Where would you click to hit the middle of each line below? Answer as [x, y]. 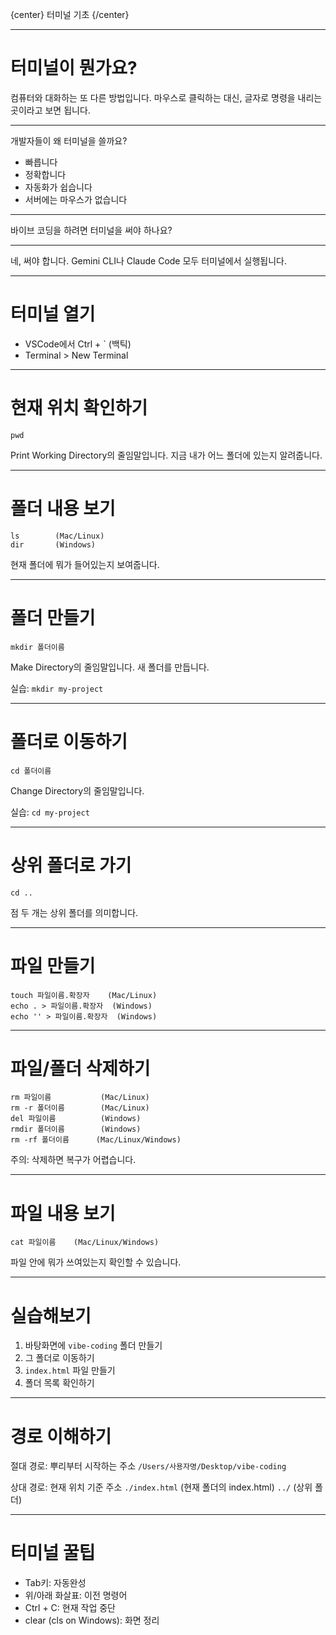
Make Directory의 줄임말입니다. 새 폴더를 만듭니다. [110, 667]
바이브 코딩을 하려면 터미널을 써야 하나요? [91, 230]
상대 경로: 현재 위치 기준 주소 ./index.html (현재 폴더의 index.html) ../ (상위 [161, 1487]
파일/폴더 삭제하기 [80, 1068]
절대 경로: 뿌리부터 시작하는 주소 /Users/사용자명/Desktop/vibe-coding [148, 1466]
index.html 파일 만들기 [70, 1370]
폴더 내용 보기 [63, 509]
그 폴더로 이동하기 [59, 1358]
